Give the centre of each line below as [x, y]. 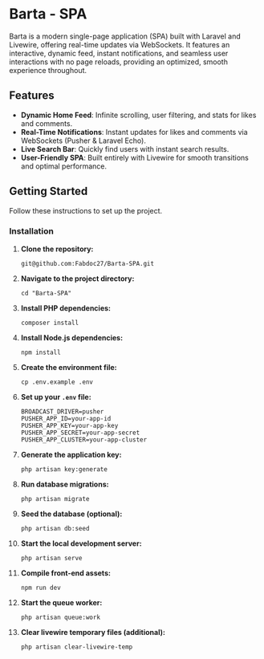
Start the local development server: [81, 543]
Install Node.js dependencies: [72, 337]
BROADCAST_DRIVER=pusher [62, 411]
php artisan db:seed [55, 528]
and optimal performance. [64, 166]
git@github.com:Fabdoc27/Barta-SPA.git [87, 263]
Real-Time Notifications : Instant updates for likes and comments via [134, 132]
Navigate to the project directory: [77, 279]
